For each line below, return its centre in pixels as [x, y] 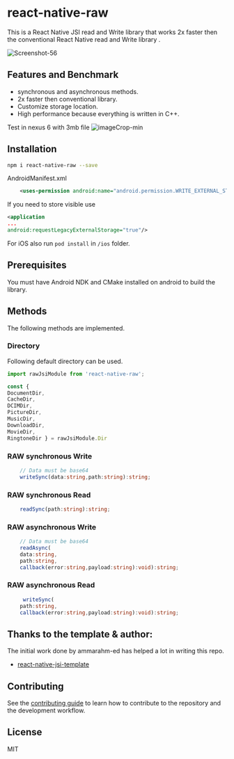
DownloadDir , [26, 425]
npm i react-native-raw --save [53, 165]
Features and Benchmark [63, 75]
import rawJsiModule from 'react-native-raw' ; [76, 374]
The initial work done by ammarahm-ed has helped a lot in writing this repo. [116, 651]
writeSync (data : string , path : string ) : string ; [85, 477]
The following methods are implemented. [66, 328]
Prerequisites [37, 265]
